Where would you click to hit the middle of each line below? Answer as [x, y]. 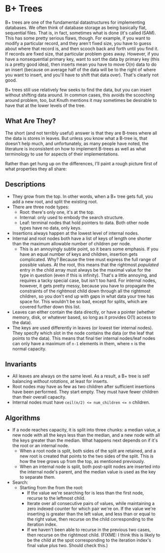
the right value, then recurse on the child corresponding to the [90, 519]
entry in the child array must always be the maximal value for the [85, 270]
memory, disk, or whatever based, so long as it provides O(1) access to [84, 317]
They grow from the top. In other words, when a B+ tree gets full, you [82, 196]
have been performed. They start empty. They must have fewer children [85, 392]
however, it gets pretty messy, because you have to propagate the [87, 285]
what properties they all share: [36, 169]
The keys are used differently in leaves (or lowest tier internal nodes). [82, 327]
